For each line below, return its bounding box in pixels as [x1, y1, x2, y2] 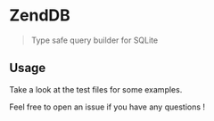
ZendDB [9, 5, 71, 26]
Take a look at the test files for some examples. [9, 84, 183, 94]
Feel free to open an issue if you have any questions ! [9, 101, 206, 112]
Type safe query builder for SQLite [30, 35, 159, 45]
